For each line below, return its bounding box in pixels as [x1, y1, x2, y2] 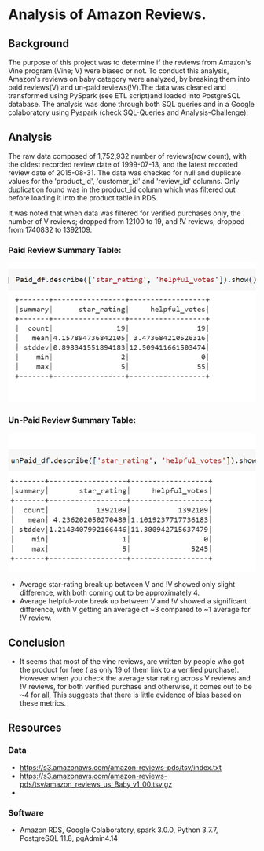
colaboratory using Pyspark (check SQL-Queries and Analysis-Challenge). [8, 108, 249, 117]
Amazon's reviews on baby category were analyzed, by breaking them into [8, 75, 251, 83]
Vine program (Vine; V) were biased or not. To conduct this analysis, [8, 66, 229, 75]
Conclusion [8, 636, 66, 649]
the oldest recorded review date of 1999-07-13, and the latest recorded [8, 160, 238, 169]
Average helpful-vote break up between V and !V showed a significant [19, 596, 247, 606]
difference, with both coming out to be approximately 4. [19, 588, 200, 598]
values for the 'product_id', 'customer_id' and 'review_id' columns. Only [8, 176, 240, 185]
